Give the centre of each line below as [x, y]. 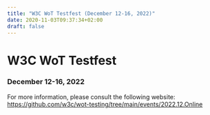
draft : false [26, 26]
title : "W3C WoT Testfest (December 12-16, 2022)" [81, 13]
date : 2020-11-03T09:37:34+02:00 [55, 20]
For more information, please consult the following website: [91, 96]
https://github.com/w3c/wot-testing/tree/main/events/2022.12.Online [105, 104]
